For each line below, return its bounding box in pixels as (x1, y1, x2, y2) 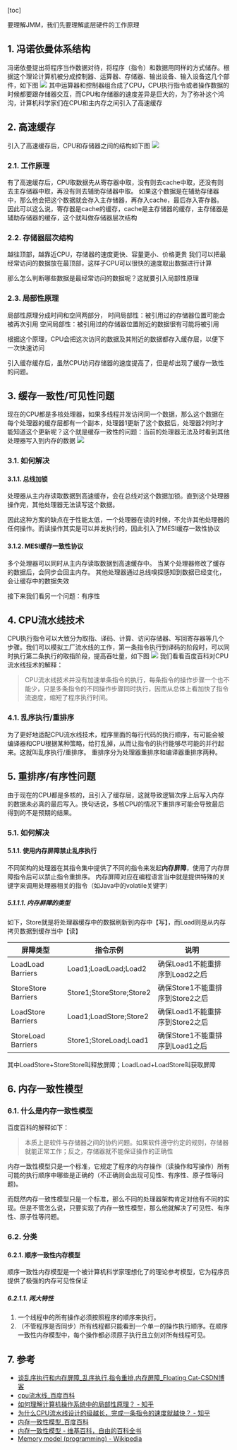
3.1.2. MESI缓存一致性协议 (7, 542, 83, 550)
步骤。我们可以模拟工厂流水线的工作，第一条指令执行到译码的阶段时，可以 (7, 643, 224, 652)
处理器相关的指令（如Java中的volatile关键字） (37, 881, 172, 889)
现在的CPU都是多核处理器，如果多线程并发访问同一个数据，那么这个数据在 (7, 410, 224, 419)
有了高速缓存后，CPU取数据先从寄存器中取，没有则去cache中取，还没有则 (7, 178, 224, 186)
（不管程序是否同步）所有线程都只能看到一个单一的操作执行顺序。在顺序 (17, 1322, 228, 1331)
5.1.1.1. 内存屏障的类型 (7, 898, 71, 907)
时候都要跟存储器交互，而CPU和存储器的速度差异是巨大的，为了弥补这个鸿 (7, 90, 224, 98)
